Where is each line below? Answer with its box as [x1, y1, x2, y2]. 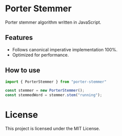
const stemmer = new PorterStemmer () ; [5, 88, 85, 93]
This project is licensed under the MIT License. [5, 126, 100, 132]
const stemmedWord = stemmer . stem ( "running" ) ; [5, 93, 102, 98]
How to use [5, 66, 40, 74]
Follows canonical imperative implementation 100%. [12, 46, 118, 52]
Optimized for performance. [12, 52, 69, 58]
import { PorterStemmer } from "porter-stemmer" [5, 79, 107, 84]
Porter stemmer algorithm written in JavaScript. [5, 19, 102, 25]
